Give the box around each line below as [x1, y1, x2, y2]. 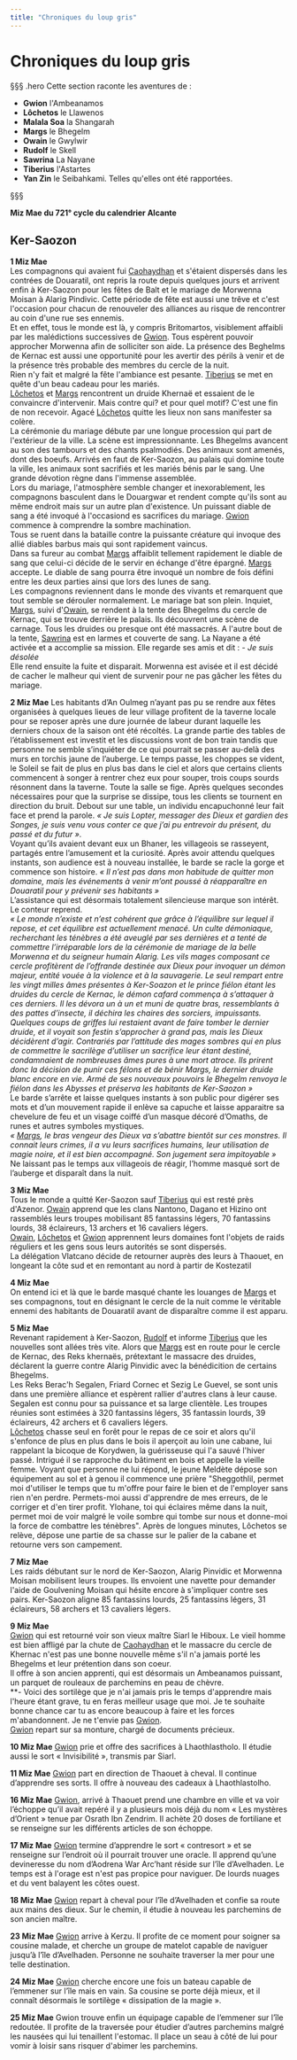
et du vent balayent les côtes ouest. [10, 1877, 141, 1888]
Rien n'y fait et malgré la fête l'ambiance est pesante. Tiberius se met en [10, 369, 273, 380]
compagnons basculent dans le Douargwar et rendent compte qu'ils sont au [10, 492, 287, 502]
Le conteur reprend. [10, 905, 83, 915]
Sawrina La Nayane [22, 154, 95, 165]
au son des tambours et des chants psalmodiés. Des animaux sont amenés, [10, 445, 286, 455]
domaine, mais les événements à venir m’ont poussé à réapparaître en [10, 876, 268, 887]
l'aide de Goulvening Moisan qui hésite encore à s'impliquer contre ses [10, 1585, 269, 1596]
